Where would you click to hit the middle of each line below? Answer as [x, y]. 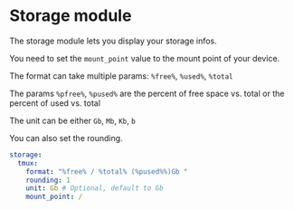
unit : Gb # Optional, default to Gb [95, 188]
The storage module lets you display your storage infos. [113, 41]
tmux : [28, 163]
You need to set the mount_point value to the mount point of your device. [145, 58]
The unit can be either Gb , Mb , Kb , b [72, 120]
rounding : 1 [48, 180]
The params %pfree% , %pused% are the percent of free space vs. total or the [147, 93]
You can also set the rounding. [66, 138]
